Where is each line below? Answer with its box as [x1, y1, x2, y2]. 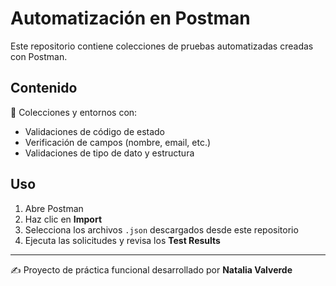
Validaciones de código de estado [24, 125, 166, 137]
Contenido [10, 80, 78, 97]
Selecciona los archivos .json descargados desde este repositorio [24, 223, 299, 236]
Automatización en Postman [10, 7, 251, 30]
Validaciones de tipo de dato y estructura [24, 147, 195, 159]
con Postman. [10, 50, 68, 62]
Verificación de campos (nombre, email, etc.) [24, 136, 212, 148]
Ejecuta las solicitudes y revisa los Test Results [24, 234, 221, 246]
